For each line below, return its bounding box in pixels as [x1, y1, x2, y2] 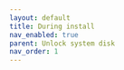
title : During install [9, 22, 95, 31]
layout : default [9, 13, 71, 23]
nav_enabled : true [9, 30, 79, 39]
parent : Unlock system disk [9, 38, 116, 48]
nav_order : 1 [9, 47, 59, 56]
